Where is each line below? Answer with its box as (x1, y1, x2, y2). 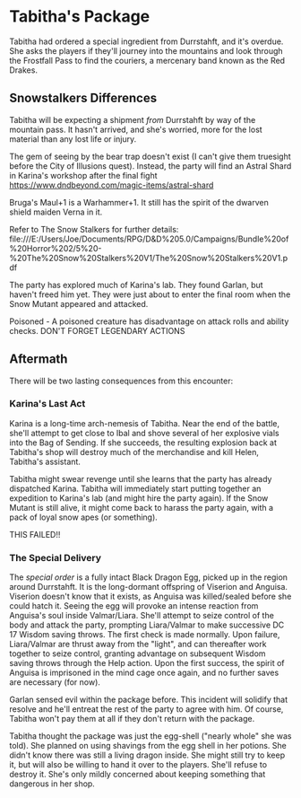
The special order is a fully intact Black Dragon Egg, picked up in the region (9, 572, 288, 583)
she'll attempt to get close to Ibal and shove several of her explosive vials (9, 427, 279, 438)
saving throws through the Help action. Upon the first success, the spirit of (9, 658, 285, 669)
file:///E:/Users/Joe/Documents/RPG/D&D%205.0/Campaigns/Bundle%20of (9, 233, 289, 244)
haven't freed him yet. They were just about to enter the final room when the (9, 289, 291, 300)
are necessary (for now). (9, 677, 101, 688)
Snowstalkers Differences (9, 91, 158, 106)
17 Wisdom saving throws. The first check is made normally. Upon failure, (9, 629, 280, 640)
